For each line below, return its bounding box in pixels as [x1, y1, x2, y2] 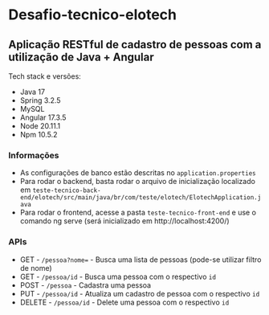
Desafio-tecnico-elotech [8, 6, 177, 24]
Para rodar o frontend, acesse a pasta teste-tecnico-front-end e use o [19, 207, 257, 218]
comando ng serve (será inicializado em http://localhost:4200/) [19, 216, 230, 226]
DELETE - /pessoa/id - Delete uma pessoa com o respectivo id [19, 297, 230, 307]
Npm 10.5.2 [19, 130, 58, 139]
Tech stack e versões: [8, 72, 82, 81]
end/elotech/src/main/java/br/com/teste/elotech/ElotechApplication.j [19, 194, 262, 202]
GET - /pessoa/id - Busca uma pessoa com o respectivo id [19, 272, 217, 281]
